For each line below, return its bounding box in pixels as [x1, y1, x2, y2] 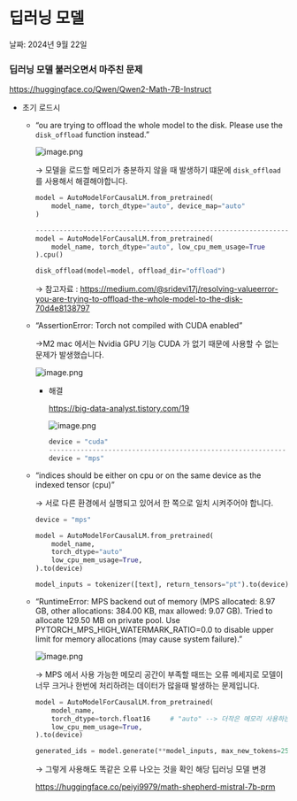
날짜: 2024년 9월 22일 [9, 39, 88, 50]
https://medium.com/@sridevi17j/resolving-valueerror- [80, 284, 278, 295]
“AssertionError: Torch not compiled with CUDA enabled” [34, 320, 243, 331]
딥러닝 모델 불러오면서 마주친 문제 [9, 63, 143, 75]
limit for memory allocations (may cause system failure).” [34, 634, 243, 644]
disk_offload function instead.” [34, 129, 150, 140]
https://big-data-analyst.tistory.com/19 [48, 404, 190, 414]
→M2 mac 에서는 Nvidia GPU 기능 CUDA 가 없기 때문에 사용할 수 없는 [34, 338, 279, 350]
